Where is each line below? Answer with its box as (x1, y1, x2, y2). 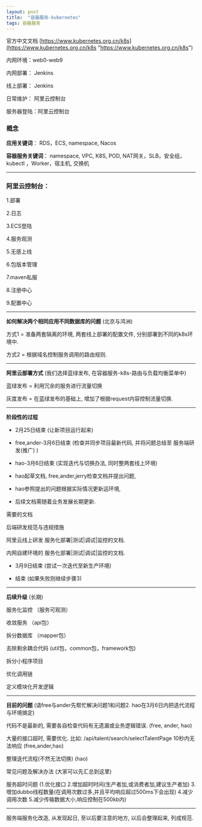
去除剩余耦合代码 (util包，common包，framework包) (6, 644, 136, 651)
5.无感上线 (6, 248, 32, 255)
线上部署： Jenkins (6, 82, 54, 89)
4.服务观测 (6, 235, 32, 242)
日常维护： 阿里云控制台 (6, 95, 66, 103)
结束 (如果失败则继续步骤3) (14, 574, 82, 582)
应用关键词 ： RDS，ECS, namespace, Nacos (6, 139, 117, 147)
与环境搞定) (6, 709, 35, 716)
